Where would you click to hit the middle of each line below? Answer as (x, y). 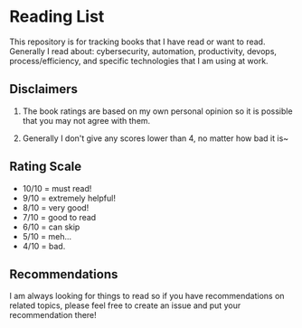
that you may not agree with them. (86, 120)
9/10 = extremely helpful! (69, 198)
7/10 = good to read (59, 217)
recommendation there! (53, 315)
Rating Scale (46, 167)
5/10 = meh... (47, 236)
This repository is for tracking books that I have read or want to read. (137, 42)
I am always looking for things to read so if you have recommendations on (147, 296)
